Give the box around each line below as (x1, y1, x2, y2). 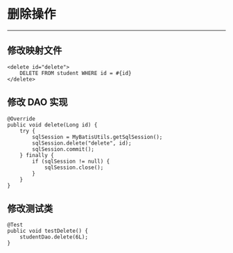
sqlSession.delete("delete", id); (32, 140, 132, 147)
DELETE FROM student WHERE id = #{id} (19, 70, 132, 76)
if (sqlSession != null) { (32, 158, 110, 165)
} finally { (19, 152, 54, 158)
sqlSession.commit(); (32, 145, 95, 153)
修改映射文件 (7, 44, 62, 56)
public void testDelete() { (7, 227, 89, 235)
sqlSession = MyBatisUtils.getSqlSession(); (32, 133, 163, 140)
